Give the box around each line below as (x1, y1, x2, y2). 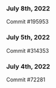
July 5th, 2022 (6, 33, 50, 42)
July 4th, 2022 (6, 62, 51, 70)
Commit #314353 (6, 47, 49, 54)
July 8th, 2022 (6, 4, 50, 13)
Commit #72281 (6, 76, 46, 83)
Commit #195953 (6, 18, 49, 25)
